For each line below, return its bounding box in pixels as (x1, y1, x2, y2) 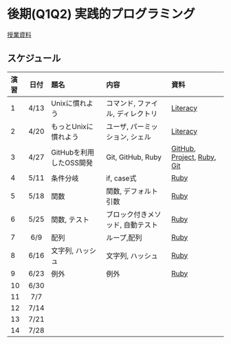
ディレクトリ (116, 108, 158, 118)
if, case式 (106, 173, 137, 183)
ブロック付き (106, 210, 148, 219)
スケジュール (7, 52, 61, 64)
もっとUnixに (51, 121, 94, 131)
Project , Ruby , (171, 152, 217, 162)
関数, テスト (51, 214, 89, 224)
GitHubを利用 (51, 148, 95, 157)
